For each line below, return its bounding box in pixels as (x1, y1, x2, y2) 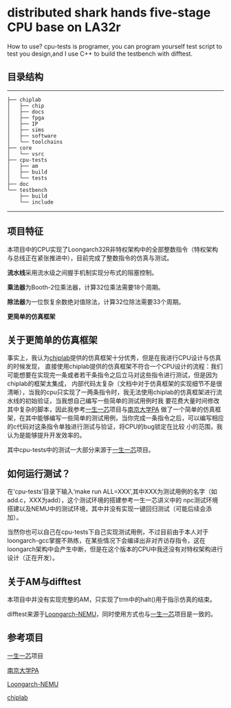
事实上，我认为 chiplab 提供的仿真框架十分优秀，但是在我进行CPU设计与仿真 (7, 354, 221, 362)
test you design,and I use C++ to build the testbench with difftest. (7, 50, 193, 58)
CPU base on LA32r (7, 19, 122, 35)
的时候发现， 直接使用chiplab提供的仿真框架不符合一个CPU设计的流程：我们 (7, 363, 223, 371)
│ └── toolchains (7, 138, 63, 145)
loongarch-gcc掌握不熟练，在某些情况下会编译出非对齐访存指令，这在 (7, 537, 206, 545)
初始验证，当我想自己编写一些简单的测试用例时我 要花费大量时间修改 (25, 397, 220, 405)
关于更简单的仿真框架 (7, 334, 98, 345)
